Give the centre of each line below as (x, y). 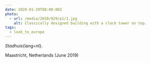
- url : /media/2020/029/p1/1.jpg (43, 18)
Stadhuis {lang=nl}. (24, 46)
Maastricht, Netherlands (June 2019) (42, 55)
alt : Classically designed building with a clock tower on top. (80, 23)
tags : (10, 28)
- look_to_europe (27, 32)
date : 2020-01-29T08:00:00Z (34, 9)
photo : (12, 14)
